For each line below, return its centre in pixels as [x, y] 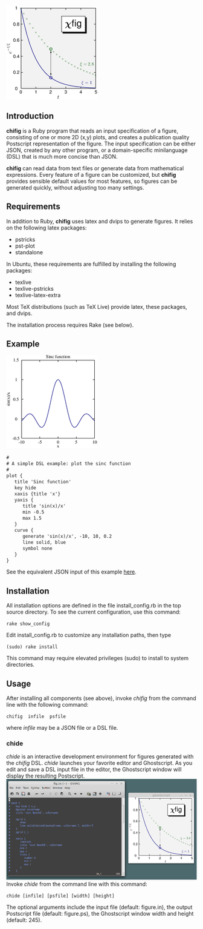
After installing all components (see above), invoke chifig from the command [101, 698]
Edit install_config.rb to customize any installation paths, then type [89, 635]
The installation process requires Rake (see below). [70, 325]
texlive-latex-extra [38, 295]
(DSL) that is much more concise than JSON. [62, 156]
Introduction [30, 116]
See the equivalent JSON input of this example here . [72, 572]
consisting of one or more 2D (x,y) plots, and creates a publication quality [98, 137]
